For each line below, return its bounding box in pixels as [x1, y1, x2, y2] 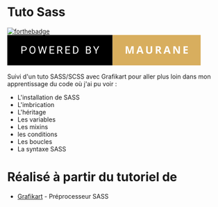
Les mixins [17, 122, 49, 131]
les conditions [17, 130, 58, 138]
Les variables [17, 115, 56, 124]
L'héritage [17, 108, 47, 116]
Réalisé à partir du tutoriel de [7, 169, 178, 185]
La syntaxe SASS [17, 144, 67, 153]
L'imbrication [17, 100, 55, 108]
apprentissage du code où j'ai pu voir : [7, 79, 117, 88]
